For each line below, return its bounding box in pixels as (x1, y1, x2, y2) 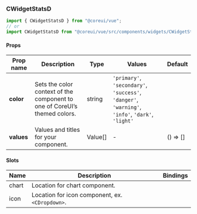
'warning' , (112, 103, 142, 111)
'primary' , (112, 74, 142, 82)
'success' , (112, 89, 142, 97)
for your (35, 133, 57, 141)
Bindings (162, 172, 188, 180)
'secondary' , (112, 81, 148, 89)
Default (167, 60, 188, 69)
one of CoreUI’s (35, 102, 78, 110)
